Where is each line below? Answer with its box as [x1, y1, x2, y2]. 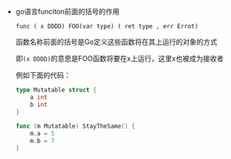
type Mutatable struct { [15, 86, 97, 94]
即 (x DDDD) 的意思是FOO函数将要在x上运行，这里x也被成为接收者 [15, 54, 225, 63]
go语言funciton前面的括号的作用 [15, 7, 120, 16]
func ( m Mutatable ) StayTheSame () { [15, 122, 135, 131]
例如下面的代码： [15, 70, 71, 80]
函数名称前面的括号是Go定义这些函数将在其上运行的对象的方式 [15, 38, 218, 46]
